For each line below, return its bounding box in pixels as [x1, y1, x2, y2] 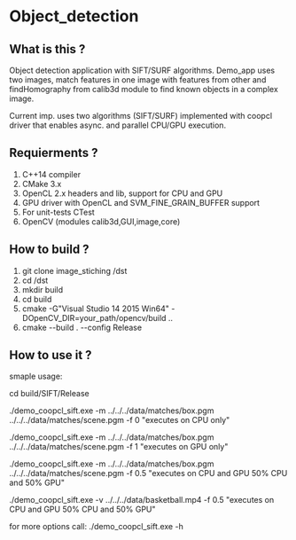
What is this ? [9, 42, 86, 57]
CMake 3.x [21, 178, 62, 189]
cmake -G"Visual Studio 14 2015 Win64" [21, 303, 170, 314]
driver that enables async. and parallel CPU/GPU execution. [9, 120, 227, 130]
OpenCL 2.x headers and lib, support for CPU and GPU [21, 188, 223, 199]
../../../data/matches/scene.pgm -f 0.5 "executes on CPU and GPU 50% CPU [9, 468, 288, 479]
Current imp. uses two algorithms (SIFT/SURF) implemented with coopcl [9, 111, 273, 121]
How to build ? [9, 242, 90, 257]
